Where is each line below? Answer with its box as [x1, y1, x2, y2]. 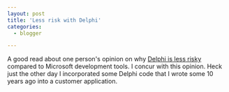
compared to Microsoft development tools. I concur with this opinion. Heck [7, 62, 222, 70]
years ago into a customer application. [7, 77, 117, 86]
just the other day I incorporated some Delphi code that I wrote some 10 [7, 70, 214, 78]
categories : [7, 23, 42, 30]
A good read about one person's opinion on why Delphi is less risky [7, 55, 202, 63]
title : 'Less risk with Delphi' [7, 17, 101, 24]
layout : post [7, 10, 45, 17]
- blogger [13, 29, 42, 37]
